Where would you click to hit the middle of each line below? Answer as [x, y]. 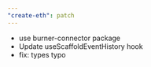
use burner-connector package [70, 38]
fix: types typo [42, 54]
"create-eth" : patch [41, 15]
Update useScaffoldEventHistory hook [81, 46]
